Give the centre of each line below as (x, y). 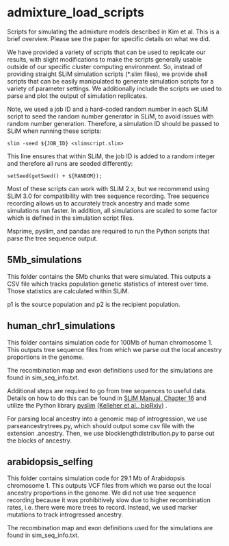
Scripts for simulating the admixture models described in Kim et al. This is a (113, 32)
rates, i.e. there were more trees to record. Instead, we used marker (102, 508)
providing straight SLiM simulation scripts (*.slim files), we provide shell (107, 74)
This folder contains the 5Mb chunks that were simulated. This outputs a (109, 276)
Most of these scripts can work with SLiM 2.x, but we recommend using (108, 188)
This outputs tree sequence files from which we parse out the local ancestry (114, 349)
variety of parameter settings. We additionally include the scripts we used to (114, 88)
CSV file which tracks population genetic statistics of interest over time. (108, 284)
